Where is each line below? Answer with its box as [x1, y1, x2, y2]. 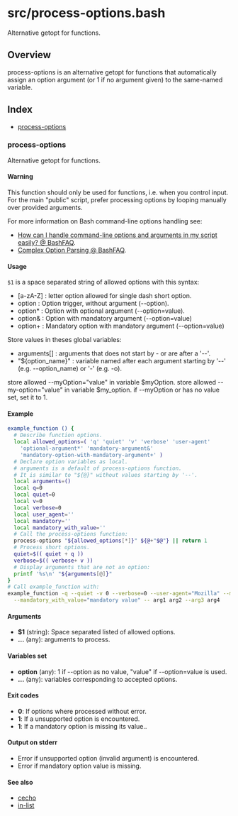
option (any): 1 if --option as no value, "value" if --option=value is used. [17, 667, 227, 676]
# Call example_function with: [7, 583, 100, 590]
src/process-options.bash [7, 5, 166, 21]
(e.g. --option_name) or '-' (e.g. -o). [17, 364, 123, 373]
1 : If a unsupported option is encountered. [17, 715, 140, 723]
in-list [17, 801, 35, 810]
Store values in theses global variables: [7, 336, 122, 344]
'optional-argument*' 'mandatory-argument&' [20, 445, 154, 452]
